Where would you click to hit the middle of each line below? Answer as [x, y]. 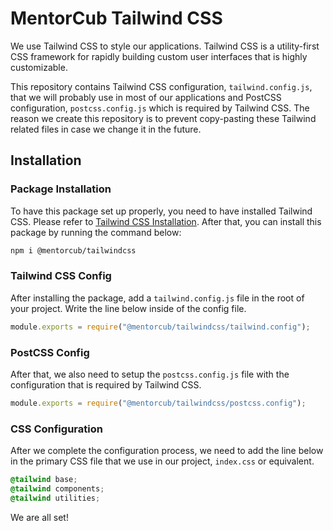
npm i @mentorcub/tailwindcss [73, 250]
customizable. [39, 67]
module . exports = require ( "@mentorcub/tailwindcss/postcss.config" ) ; [158, 403]
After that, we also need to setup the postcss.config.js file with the [150, 374]
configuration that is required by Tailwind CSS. [106, 384]
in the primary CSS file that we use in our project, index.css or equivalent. [162, 461]
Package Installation [61, 189]
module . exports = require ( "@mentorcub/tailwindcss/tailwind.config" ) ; [160, 327]
